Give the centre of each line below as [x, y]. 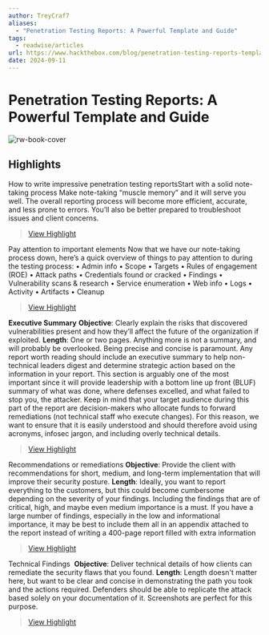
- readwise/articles [50, 46]
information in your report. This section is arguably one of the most [119, 374]
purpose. [23, 606]
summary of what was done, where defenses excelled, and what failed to [129, 390]
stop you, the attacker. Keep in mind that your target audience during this [129, 399]
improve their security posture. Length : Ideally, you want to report [117, 481]
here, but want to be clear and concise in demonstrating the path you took [131, 580]
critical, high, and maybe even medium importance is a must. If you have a [131, 507]
